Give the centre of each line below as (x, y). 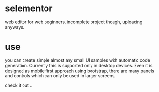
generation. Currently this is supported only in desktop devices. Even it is (79, 65)
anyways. (15, 27)
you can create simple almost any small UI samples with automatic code (78, 60)
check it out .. (19, 85)
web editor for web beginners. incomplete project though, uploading (74, 22)
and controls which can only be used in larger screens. (60, 75)
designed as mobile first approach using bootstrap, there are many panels (79, 71)
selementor (29, 9)
